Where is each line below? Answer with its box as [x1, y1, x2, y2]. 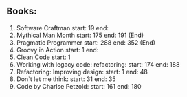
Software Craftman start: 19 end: [16, 23, 109, 32]
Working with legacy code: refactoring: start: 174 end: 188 [16, 60, 180, 68]
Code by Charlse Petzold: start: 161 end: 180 [16, 82, 142, 90]
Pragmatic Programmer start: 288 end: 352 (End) [16, 38, 156, 47]
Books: [6, 6, 37, 17]
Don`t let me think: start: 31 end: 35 [16, 75, 116, 83]
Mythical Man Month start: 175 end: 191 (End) [16, 31, 144, 39]
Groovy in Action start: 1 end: [16, 45, 99, 54]
